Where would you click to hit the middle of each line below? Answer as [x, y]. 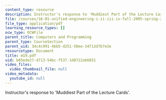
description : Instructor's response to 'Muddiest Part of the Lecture [79, 14]
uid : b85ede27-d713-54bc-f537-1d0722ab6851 [51, 60]
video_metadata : [22, 74]
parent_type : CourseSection [34, 42]
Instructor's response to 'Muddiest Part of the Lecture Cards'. [68, 92]
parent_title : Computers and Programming [48, 37]
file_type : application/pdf [34, 23]
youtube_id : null [27, 78]
